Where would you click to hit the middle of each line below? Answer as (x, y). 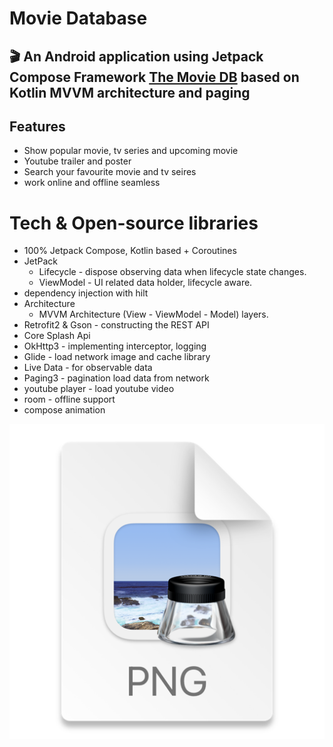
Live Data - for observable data (88, 368)
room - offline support (69, 399)
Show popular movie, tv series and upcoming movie (131, 151)
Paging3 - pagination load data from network (116, 378)
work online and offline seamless (92, 183)
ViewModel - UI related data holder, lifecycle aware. (145, 283)
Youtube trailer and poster (77, 161)
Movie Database (78, 18)
